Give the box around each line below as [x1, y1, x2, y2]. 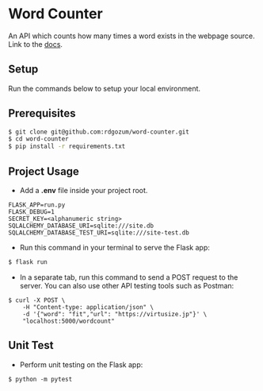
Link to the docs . [8, 39, 63, 48]
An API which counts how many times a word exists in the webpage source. [8, 31, 255, 41]
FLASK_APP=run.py [8, 201, 66, 209]
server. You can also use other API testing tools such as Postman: [19, 281, 234, 290]
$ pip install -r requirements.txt [8, 142, 126, 151]
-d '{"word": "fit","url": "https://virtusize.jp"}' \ [22, 310, 208, 318]
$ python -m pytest [8, 375, 73, 383]
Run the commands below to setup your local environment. [8, 83, 200, 93]
